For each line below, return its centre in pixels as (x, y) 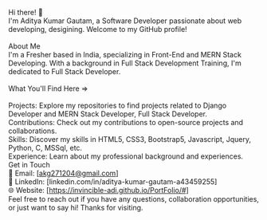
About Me (25, 46)
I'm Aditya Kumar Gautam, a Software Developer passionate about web (125, 21)
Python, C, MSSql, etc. (45, 148)
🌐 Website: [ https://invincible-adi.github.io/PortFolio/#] (98, 190)
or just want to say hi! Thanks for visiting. (76, 208)
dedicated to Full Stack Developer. (65, 71)
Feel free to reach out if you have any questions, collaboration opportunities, (133, 199)
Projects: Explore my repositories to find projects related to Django (118, 105)
